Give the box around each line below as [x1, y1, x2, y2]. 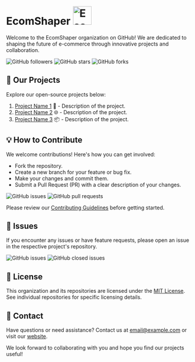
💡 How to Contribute [6, 135, 83, 145]
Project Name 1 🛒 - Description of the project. [14, 102, 126, 109]
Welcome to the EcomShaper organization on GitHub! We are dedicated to [6, 34, 187, 41]
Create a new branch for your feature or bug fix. [14, 169, 132, 176]
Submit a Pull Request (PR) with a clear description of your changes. [14, 181, 181, 188]
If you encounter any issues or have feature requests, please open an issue [6, 237, 190, 244]
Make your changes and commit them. [14, 174, 109, 182]
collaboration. [6, 46, 40, 53]
